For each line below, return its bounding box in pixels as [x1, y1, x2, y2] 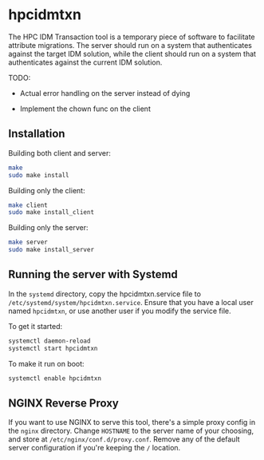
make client [8, 201, 48, 209]
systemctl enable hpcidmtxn [8, 374, 102, 383]
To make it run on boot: [8, 359, 85, 368]
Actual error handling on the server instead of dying [19, 88, 191, 97]
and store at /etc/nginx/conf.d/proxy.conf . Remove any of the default [8, 434, 241, 444]
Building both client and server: [8, 148, 112, 157]
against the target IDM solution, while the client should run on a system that [8, 49, 257, 58]
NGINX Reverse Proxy [8, 396, 120, 410]
